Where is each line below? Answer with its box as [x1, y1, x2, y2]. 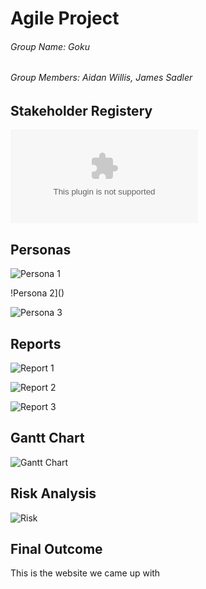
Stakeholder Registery [10, 103, 153, 119]
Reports [10, 335, 62, 352]
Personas [10, 241, 72, 258]
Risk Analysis [10, 485, 97, 502]
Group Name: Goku [10, 40, 90, 52]
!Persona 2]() [10, 287, 65, 299]
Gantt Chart [10, 430, 85, 447]
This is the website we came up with [10, 567, 161, 579]
